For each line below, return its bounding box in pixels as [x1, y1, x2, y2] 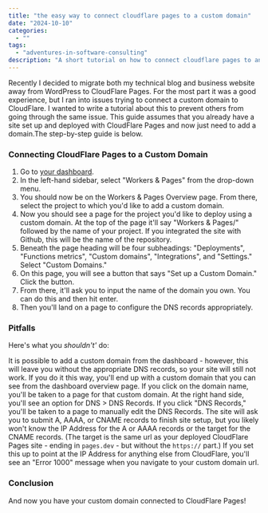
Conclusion [8, 478, 54, 489]
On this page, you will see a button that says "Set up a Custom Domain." [19, 269, 258, 278]
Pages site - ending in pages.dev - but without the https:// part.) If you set [8, 440, 254, 451]
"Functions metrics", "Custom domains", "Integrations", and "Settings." [19, 252, 253, 262]
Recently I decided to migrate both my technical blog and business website [8, 77, 255, 88]
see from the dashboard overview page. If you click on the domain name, [8, 381, 249, 391]
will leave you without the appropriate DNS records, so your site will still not [8, 365, 257, 374]
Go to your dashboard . [19, 167, 94, 176]
